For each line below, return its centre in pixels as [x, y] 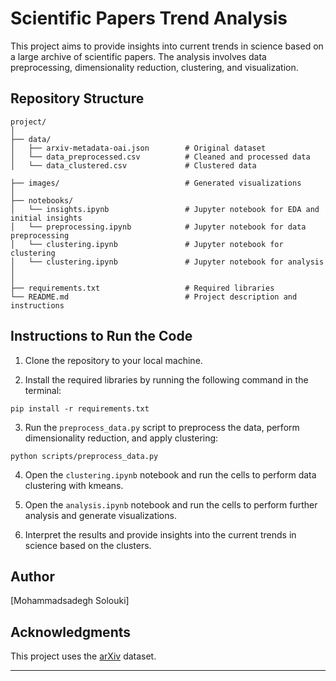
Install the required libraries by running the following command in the [166, 379]
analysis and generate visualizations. [100, 515]
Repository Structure [77, 98]
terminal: [43, 390]
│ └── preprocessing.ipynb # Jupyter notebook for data [158, 227]
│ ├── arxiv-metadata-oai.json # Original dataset [138, 148]
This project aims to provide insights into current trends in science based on [167, 46]
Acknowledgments [71, 632]
